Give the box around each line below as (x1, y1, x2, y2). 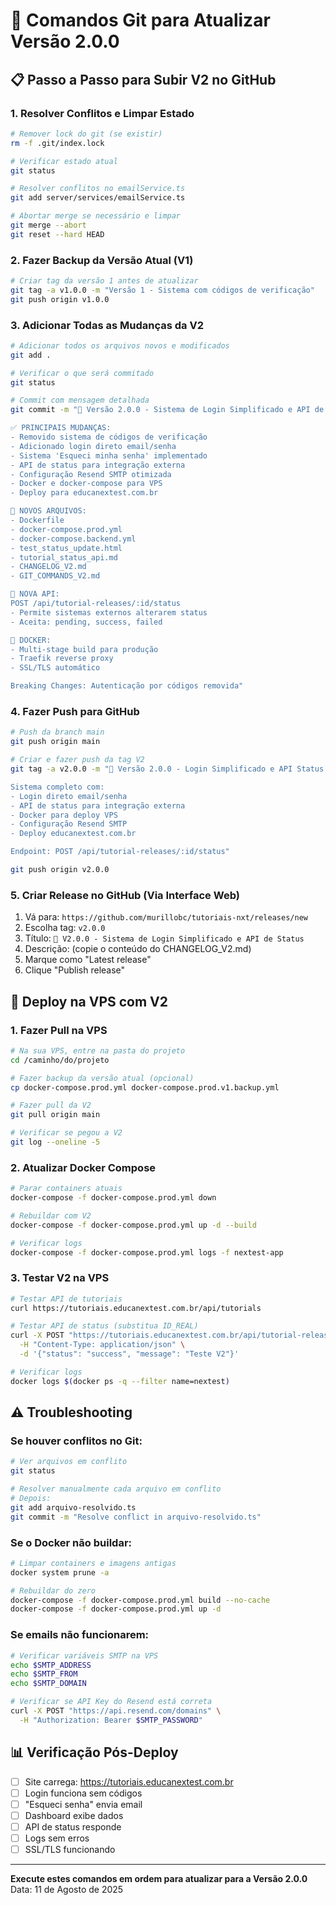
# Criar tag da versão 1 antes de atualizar (10, 276, 199, 286)
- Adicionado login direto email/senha (10, 441, 177, 451)
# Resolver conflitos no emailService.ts (10, 184, 186, 194)
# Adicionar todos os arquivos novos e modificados (10, 340, 230, 351)
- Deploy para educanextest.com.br (10, 488, 159, 498)
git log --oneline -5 (10, 1137, 101, 1147)
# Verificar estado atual (10, 156, 118, 166)
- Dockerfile (10, 515, 65, 526)
